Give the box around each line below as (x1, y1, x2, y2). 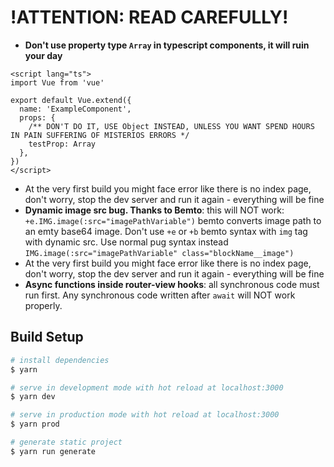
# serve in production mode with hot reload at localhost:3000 (10, 410, 280, 420)
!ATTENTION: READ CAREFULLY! (10, 6, 289, 29)
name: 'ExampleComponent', (19, 104, 132, 114)
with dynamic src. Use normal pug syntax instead (24, 236, 229, 248)
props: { (19, 112, 56, 123)
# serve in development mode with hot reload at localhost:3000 (10, 382, 284, 393)
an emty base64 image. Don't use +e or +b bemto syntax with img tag (24, 225, 308, 237)
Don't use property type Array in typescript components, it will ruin (24, 39, 310, 51)
